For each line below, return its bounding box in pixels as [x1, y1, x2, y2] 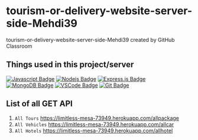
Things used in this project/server [6, 60, 134, 70]
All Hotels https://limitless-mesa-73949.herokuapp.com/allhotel [14, 127, 173, 134]
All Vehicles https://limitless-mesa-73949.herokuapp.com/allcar [14, 121, 174, 128]
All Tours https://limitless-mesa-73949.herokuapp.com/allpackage [14, 114, 179, 122]
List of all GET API [6, 99, 73, 109]
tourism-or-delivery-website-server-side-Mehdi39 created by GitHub [6, 36, 176, 43]
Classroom [6, 43, 33, 50]
